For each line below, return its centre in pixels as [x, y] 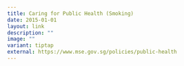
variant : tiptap [30, 45]
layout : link [26, 26]
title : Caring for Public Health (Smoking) [71, 13]
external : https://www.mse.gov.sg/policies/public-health [92, 52]
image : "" [21, 39]
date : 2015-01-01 [32, 20]
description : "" [30, 33]
